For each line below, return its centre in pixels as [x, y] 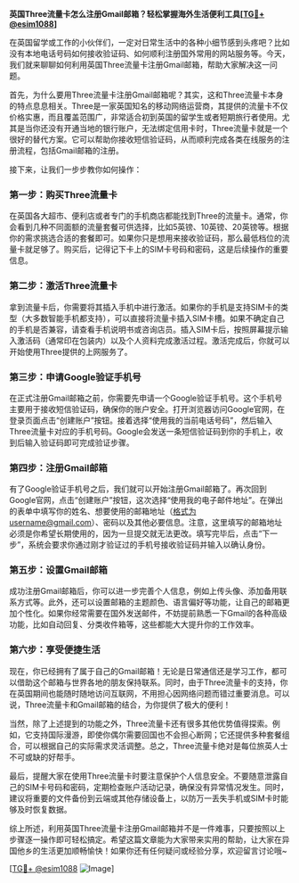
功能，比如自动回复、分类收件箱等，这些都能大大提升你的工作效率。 [134, 624]
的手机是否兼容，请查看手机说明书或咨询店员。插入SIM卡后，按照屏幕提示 [145, 329]
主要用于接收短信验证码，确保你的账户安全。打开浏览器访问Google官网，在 [147, 408]
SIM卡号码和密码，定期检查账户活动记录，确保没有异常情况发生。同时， [157, 787]
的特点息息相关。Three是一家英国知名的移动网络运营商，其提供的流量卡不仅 [149, 106]
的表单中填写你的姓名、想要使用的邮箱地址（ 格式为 [103, 511]
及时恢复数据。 [44, 809]
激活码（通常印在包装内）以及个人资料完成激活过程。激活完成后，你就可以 [153, 340]
